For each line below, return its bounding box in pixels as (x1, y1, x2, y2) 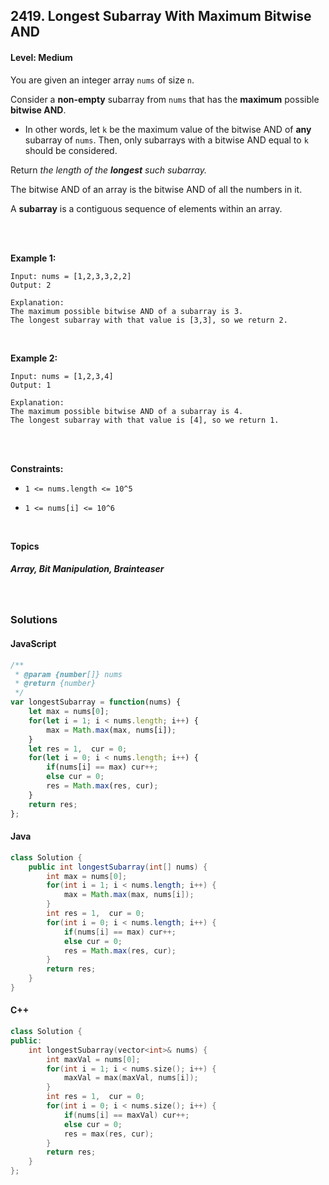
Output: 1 (10, 380, 52, 390)
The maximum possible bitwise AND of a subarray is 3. (10, 306, 244, 316)
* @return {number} (14, 679, 97, 689)
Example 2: (10, 352, 58, 364)
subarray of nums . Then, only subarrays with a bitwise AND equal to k (24, 134, 309, 146)
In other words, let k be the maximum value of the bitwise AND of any (24, 123, 312, 135)
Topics (10, 540, 40, 552)
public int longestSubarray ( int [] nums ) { (28, 862, 208, 872)
